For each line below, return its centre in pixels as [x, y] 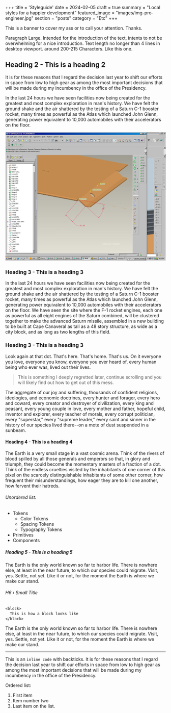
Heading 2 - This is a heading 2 [55, 65]
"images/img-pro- [135, 13]
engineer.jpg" [20, 18]
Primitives [23, 534]
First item [22, 695]
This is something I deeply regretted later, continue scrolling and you [90, 377]
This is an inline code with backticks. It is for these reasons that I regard [82, 659]
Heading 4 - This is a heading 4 [39, 442]
